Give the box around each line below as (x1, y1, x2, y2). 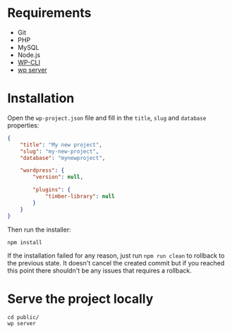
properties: (7, 121, 39, 130)
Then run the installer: (7, 225, 72, 234)
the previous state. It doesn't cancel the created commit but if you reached (7, 258, 225, 267)
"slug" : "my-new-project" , (20, 148, 99, 155)
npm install (7, 239, 42, 246)
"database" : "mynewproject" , (20, 154, 106, 161)
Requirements (7, 5, 92, 21)
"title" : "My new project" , (20, 141, 102, 149)
